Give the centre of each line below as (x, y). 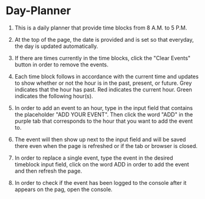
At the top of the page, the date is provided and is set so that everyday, (104, 39)
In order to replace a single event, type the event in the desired (94, 158)
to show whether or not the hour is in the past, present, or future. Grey (103, 83)
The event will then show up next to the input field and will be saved (100, 139)
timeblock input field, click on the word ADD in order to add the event (102, 164)
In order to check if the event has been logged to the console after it (101, 182)
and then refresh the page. (48, 171)
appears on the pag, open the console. (63, 189)
